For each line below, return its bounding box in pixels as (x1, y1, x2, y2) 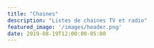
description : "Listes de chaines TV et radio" (7, 17, 148, 24)
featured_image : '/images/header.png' (7, 23, 122, 30)
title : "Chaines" (7, 10, 59, 18)
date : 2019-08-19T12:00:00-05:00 (7, 30, 106, 37)
